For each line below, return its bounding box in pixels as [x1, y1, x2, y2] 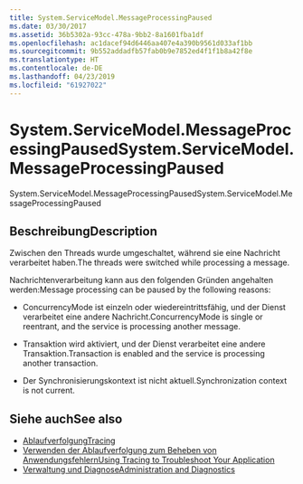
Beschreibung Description [9, 223, 158, 239]
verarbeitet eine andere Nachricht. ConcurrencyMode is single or [22, 311, 264, 322]
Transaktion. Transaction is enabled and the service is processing [22, 348, 265, 359]
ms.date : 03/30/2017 [9, 22, 88, 31]
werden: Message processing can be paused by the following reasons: [9, 284, 271, 295]
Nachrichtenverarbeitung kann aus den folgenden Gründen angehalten [9, 275, 274, 286]
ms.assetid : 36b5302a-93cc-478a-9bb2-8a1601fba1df [9, 30, 204, 39]
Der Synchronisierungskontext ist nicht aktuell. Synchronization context [22, 375, 288, 386]
